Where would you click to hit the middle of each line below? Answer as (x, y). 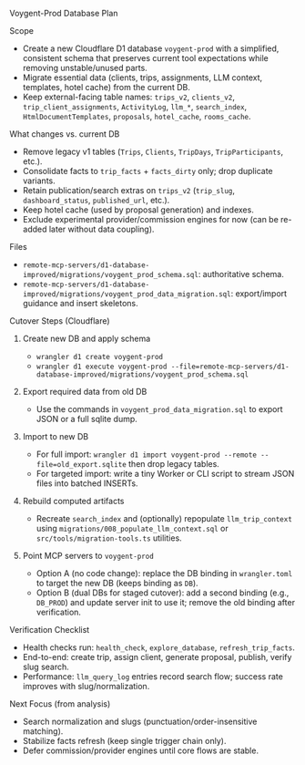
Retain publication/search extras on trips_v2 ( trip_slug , (128, 190)
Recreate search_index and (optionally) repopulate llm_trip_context (164, 518)
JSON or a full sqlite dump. (87, 419)
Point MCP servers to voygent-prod (88, 556)
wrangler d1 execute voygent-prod (102, 367)
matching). (43, 731)
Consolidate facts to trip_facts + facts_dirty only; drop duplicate (147, 171)
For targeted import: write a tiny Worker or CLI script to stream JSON (165, 474)
